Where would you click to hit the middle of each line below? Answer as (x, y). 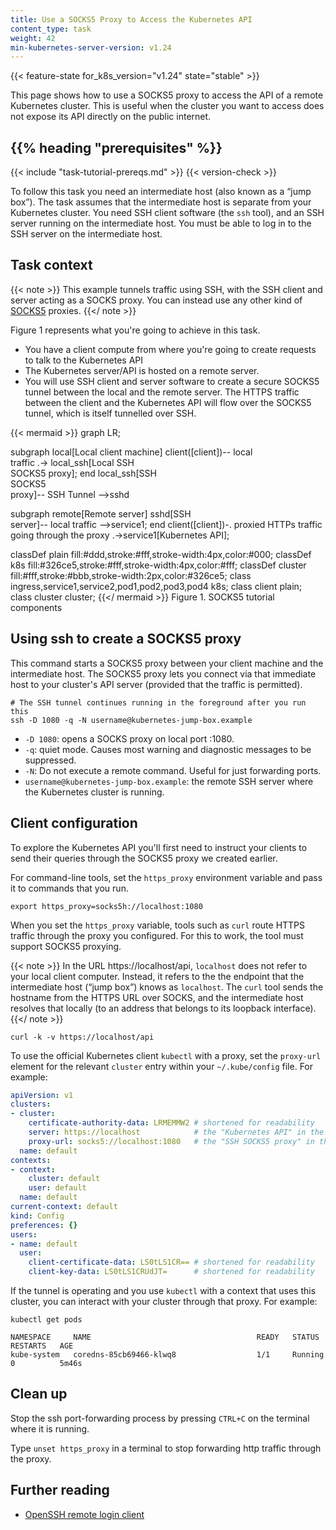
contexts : (31, 1160)
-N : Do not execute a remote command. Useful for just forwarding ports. (173, 770)
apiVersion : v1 (42, 1095)
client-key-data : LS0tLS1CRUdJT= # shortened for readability (171, 1272)
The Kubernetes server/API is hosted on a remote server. (142, 370)
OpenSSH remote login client (84, 1514)
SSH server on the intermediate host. (86, 234)
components (36, 607)
